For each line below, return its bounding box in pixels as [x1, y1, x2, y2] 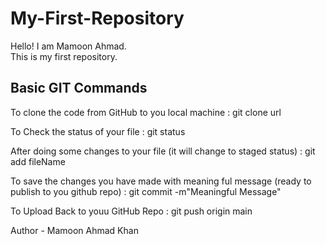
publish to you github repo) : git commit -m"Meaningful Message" [10, 185, 282, 197]
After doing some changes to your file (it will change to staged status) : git [10, 145, 316, 157]
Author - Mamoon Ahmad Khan [10, 224, 139, 236]
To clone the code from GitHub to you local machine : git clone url [10, 106, 282, 118]
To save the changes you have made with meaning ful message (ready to [10, 175, 312, 187]
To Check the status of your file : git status [10, 125, 186, 137]
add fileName [10, 155, 66, 167]
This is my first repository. [10, 50, 118, 62]
